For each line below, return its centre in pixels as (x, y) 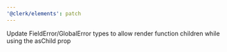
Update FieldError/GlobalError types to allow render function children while (113, 33)
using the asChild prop (39, 41)
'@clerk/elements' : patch (44, 14)
